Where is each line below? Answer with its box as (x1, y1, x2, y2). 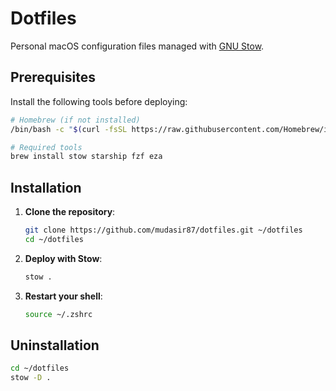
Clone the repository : (24, 206, 116, 218)
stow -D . (10, 373, 52, 383)
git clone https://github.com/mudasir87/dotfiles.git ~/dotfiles (24, 225, 303, 236)
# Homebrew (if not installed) (10, 115, 141, 125)
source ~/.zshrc (24, 309, 93, 319)
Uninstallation (10, 337, 100, 354)
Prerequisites (10, 69, 96, 86)
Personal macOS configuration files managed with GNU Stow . (10, 40, 265, 52)
